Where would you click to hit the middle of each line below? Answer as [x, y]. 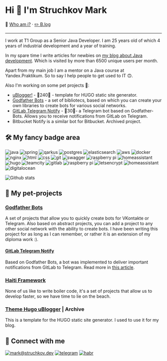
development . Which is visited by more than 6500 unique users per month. [82, 60]
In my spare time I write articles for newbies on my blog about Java [74, 55]
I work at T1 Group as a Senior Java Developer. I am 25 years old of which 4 [83, 40]
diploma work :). [22, 240]
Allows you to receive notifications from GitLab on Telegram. [86, 116]
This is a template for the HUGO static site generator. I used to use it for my [82, 320]
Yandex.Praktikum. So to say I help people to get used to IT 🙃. [69, 75]
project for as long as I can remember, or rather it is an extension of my [78, 234]
